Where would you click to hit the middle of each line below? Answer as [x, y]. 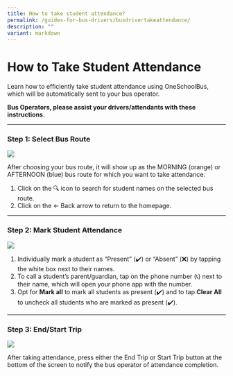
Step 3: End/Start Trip [44, 329]
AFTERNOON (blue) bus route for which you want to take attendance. [106, 175]
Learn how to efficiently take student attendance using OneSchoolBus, [108, 87]
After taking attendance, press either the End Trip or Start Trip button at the [115, 357]
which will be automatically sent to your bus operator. [84, 94]
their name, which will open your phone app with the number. [105, 284]
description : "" [31, 26]
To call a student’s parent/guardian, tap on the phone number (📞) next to [120, 276]
